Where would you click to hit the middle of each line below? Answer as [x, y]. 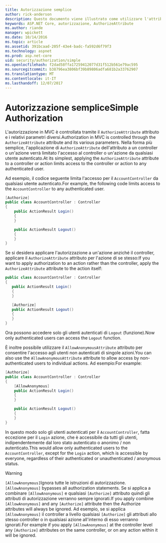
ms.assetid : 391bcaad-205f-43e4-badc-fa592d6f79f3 [58, 46]
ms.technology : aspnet [28, 51]
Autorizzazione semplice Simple [72, 107]
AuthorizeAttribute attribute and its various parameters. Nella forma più [79, 142]
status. [12, 463]
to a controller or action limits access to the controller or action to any [76, 163]
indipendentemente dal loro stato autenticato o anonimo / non [68, 442]
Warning [14, 473]
